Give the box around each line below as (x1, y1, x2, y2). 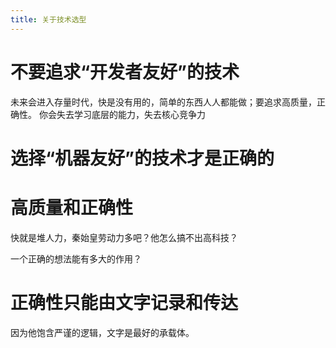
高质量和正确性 (10, 196, 134, 219)
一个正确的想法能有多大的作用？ (10, 252, 142, 265)
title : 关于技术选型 (10, 14, 87, 25)
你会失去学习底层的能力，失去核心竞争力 (38, 108, 206, 120)
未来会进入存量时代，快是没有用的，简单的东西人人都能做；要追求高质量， (10, 96, 317, 108)
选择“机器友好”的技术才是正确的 (10, 147, 275, 170)
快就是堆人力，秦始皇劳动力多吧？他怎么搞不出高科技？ (10, 231, 238, 243)
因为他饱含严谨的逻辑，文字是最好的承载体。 (10, 326, 195, 338)
